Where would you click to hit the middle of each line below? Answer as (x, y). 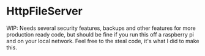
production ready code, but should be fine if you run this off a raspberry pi (100, 34)
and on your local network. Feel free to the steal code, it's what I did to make (103, 41)
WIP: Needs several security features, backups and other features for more (101, 28)
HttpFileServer (44, 11)
